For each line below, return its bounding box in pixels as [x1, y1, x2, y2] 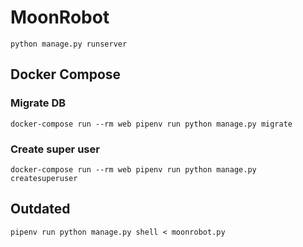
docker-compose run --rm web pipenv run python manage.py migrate [10, 119, 293, 129]
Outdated [10, 201, 71, 218]
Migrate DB [10, 96, 67, 110]
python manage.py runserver [10, 39, 128, 49]
